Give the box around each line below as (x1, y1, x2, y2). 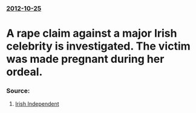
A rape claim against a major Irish (6, 27, 177, 40)
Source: (6, 86, 30, 95)
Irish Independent (15, 100, 59, 108)
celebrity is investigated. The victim (6, 39, 191, 53)
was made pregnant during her (6, 53, 165, 66)
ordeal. (6, 65, 43, 79)
